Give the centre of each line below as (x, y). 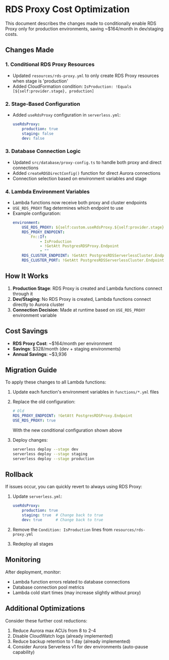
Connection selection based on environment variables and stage (80, 178)
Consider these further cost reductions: (46, 620)
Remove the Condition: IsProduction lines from (62, 529)
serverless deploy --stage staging (50, 454)
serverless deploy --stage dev (45, 449)
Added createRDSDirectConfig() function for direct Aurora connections (86, 173)
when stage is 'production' (40, 81)
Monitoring (23, 560)
